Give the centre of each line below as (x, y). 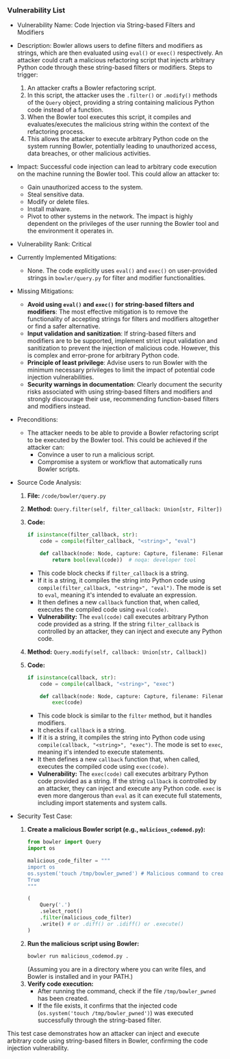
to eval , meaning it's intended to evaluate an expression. (117, 595)
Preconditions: (37, 420)
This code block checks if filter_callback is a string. (113, 573)
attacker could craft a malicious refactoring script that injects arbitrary (116, 60)
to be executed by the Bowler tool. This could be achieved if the (117, 440)
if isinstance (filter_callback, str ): (82, 535)
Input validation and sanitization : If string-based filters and (112, 333)
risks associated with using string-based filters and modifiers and (120, 392)
